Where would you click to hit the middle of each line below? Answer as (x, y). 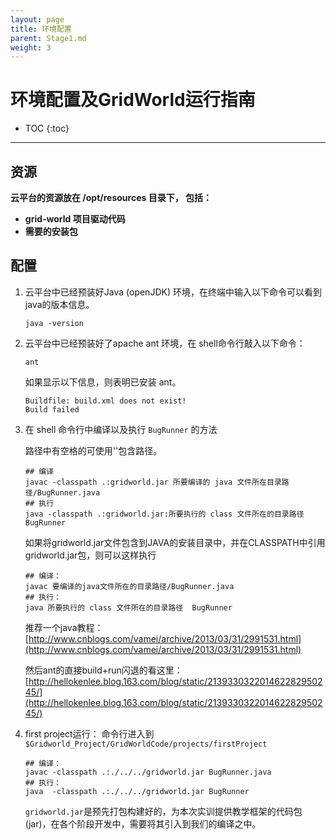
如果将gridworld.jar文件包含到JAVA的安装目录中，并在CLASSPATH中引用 (175, 542)
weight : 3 (31, 47)
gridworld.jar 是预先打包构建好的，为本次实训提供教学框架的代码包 (163, 811)
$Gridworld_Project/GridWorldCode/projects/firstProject (146, 744)
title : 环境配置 (41, 29)
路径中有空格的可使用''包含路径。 (93, 450)
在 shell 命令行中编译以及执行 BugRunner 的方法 (121, 429)
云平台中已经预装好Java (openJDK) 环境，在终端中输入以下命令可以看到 (173, 292)
